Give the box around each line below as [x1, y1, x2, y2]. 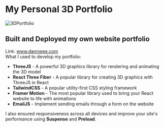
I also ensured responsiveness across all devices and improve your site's [5, 110, 158, 116]
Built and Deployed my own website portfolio [5, 35, 150, 43]
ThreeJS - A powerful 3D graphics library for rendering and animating [12, 63, 159, 69]
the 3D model [12, 69, 42, 75]
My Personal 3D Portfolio [5, 4, 113, 15]
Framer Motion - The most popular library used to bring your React [12, 90, 154, 96]
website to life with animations [12, 95, 76, 101]
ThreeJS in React [12, 79, 49, 85]
